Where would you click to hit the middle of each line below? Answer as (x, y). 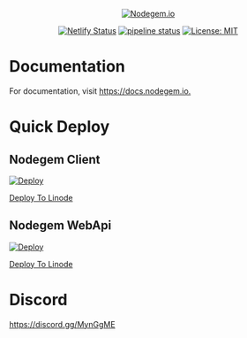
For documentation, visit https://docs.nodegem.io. (100, 91)
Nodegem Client (55, 159)
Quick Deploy (60, 127)
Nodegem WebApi (60, 226)
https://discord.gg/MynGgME (63, 324)
